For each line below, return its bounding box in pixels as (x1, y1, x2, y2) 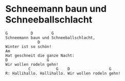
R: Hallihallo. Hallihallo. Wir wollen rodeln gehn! (5, 71, 121, 76)
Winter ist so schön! (5, 44, 52, 49)
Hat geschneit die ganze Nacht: (5, 53, 75, 58)
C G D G (28, 66, 112, 71)
